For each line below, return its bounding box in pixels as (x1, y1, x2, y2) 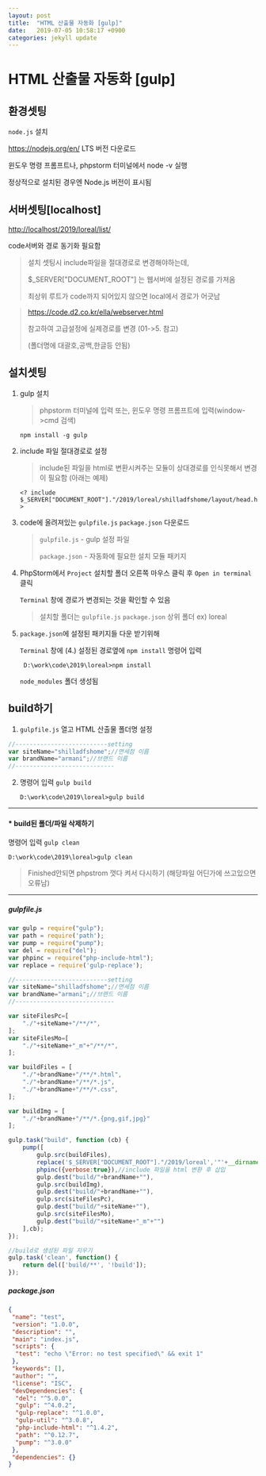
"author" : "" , (11, 1372, 59, 1380)
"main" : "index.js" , (11, 1335, 80, 1343)
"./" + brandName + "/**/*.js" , (22, 1078, 115, 1086)
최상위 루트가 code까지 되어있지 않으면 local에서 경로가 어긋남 (27, 291, 220, 302)
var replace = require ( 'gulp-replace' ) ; (8, 961, 144, 969)
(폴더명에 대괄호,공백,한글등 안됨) (27, 340, 131, 350)
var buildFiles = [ (8, 1063, 73, 1071)
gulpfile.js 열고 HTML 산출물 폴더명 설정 (19, 724, 153, 734)
